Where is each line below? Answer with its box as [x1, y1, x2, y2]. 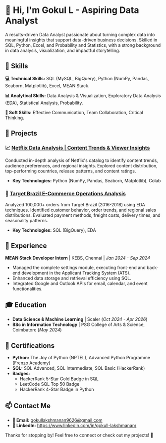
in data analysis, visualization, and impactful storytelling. [5, 47, 120, 53]
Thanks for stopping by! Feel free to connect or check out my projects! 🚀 [5, 432, 154, 438]
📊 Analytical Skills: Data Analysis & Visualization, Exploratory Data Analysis [5, 92, 161, 99]
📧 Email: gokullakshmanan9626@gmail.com [12, 417, 103, 423]
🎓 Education [5, 300, 47, 309]
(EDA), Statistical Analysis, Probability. [5, 100, 83, 106]
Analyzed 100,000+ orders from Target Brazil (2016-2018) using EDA [5, 201, 145, 207]
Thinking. [5, 115, 24, 121]
